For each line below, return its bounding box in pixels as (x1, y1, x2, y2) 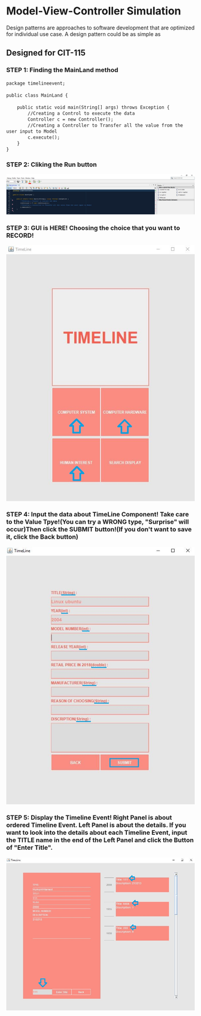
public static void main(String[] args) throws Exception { (17, 104, 170, 110)
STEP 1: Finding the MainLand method (6, 66, 118, 74)
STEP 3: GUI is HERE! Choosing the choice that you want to (6, 223, 181, 232)
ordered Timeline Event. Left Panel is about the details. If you (6, 821, 187, 829)
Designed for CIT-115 (6, 48, 86, 58)
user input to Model (6, 128, 58, 135)
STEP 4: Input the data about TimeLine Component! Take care (6, 510, 190, 519)
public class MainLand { (6, 92, 68, 98)
